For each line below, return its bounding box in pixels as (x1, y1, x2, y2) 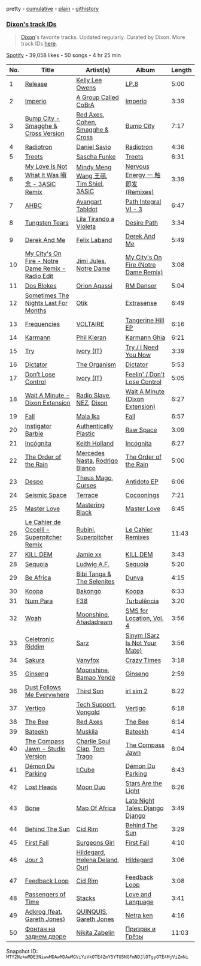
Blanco (76, 464, 96, 472)
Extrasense (125, 299, 157, 307)
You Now (125, 351, 151, 359)
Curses (76, 481, 97, 490)
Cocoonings (125, 491, 160, 500)
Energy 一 (125, 171, 154, 180)
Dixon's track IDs (6, 20, 57, 28)
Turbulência (125, 597, 159, 605)
